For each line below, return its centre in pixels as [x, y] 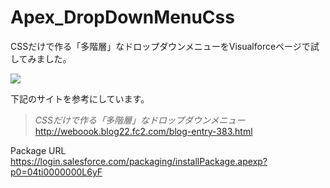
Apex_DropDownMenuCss [122, 17]
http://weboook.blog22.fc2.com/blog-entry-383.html [143, 131]
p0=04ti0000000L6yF [56, 172]
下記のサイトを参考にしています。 [80, 98]
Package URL [38, 150]
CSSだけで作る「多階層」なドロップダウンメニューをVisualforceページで [160, 46]
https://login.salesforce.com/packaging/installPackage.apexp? [139, 161]
